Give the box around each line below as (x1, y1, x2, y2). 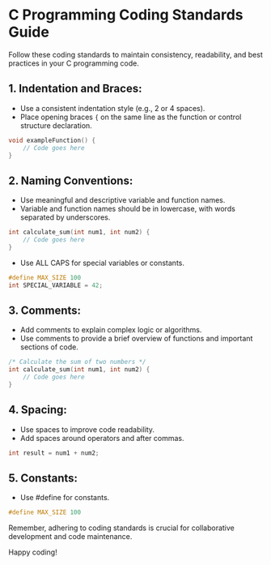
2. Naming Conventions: (8, 173, 133, 187)
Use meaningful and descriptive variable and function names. (19, 195, 226, 205)
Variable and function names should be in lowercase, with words (19, 204, 236, 214)
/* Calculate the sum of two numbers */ (8, 358, 147, 366)
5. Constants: (8, 471, 78, 485)
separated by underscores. (19, 212, 111, 222)
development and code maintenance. (8, 532, 133, 541)
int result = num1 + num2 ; (8, 448, 100, 457)
